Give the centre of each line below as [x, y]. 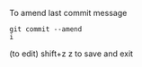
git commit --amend [46, 29]
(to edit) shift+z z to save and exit [71, 54]
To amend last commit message [68, 13]
